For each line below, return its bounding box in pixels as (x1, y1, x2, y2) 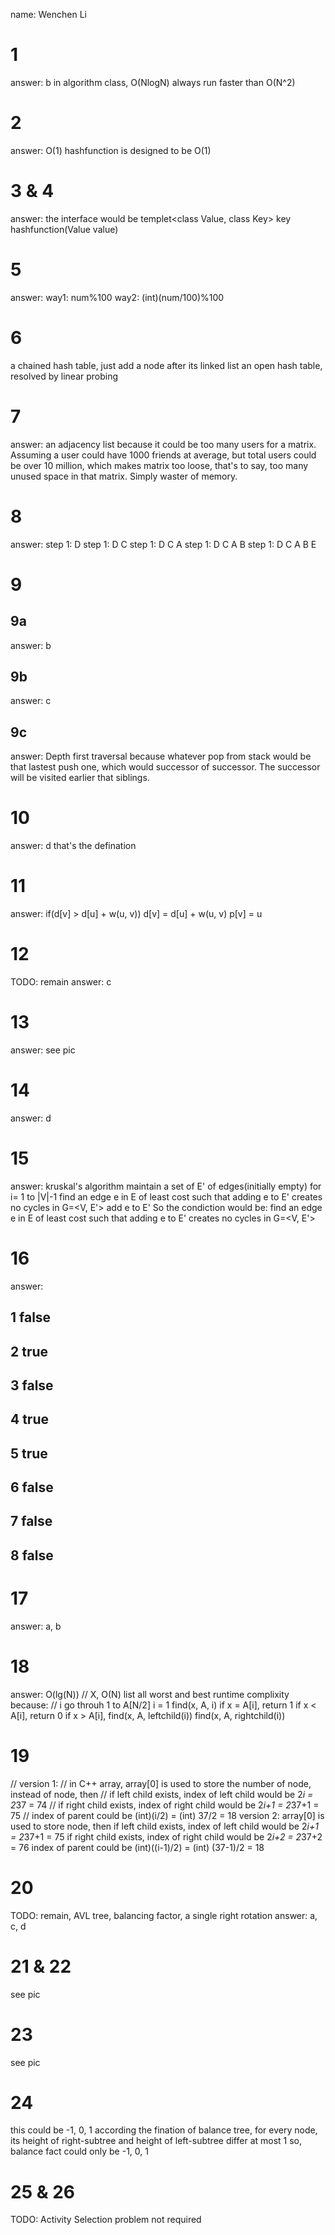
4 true (10, 1411, 50, 1428)
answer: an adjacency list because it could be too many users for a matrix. (10, 438, 317, 450)
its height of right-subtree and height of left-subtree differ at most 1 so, (10, 2135, 303, 2147)
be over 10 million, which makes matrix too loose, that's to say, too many (10, 459, 309, 471)
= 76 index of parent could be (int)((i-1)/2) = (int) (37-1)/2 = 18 (10, 1841, 265, 1853)
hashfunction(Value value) (10, 223, 119, 235)
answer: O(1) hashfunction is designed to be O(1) (10, 144, 212, 156)
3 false (10, 1377, 54, 1394)
